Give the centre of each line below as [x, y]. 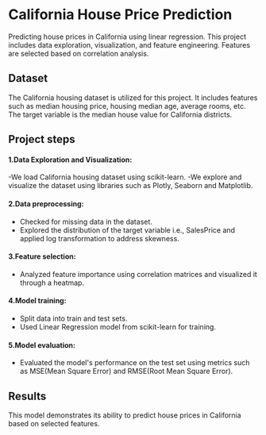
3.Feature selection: [42, 256]
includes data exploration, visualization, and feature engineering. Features [129, 44]
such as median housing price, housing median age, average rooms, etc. [127, 106]
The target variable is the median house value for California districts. [120, 114]
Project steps [42, 139]
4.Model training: [37, 301]
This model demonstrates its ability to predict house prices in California [125, 415]
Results [27, 396]
